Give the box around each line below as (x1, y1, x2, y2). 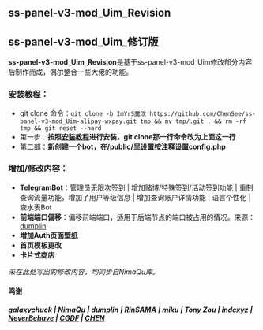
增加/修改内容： (8, 163, 69, 174)
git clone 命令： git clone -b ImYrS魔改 (19, 108, 147, 117)
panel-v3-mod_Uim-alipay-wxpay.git (19, 117, 137, 125)
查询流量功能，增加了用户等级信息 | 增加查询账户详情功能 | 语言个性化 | (19, 192, 251, 202)
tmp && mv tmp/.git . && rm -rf (140, 117, 246, 125)
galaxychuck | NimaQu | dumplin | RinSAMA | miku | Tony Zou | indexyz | (8, 305, 253, 314)
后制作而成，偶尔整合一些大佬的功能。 (8, 67, 133, 77)
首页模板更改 (19, 240, 62, 250)
